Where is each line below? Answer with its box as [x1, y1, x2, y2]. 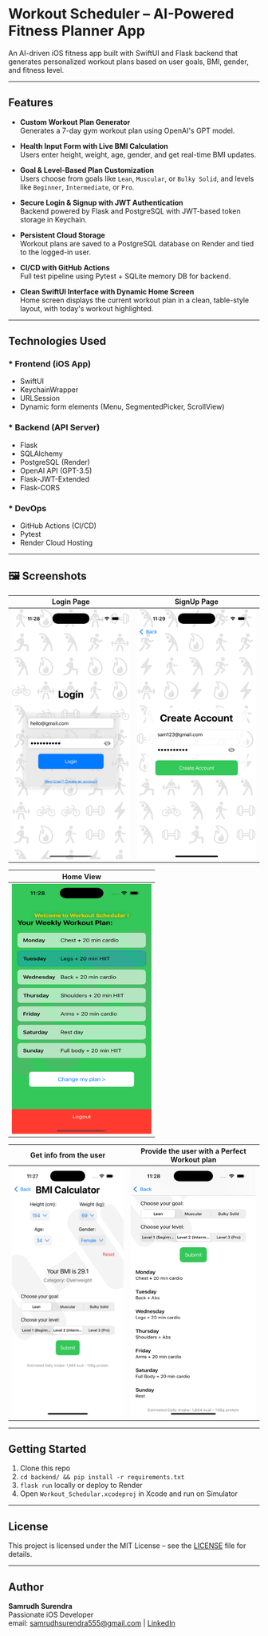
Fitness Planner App [8, 22, 146, 40]
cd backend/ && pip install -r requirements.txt [19, 1474, 185, 1482]
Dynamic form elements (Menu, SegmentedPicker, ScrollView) [19, 402, 225, 412]
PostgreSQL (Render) [19, 457, 90, 466]
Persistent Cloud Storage [19, 230, 105, 240]
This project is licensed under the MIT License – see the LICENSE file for [8, 1541, 246, 1550]
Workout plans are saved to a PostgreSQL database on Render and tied [19, 238, 254, 248]
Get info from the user [30, 1150, 106, 1160]
